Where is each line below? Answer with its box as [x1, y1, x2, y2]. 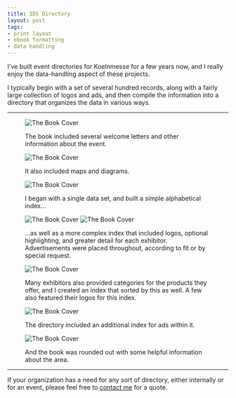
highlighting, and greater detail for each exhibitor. [25, 236, 168, 245]
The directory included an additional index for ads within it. [25, 321, 195, 329]
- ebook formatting [7, 37, 65, 44]
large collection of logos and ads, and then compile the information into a [7, 91, 219, 99]
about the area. [25, 356, 69, 364]
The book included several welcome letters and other [25, 132, 179, 141]
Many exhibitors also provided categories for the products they [25, 278, 207, 287]
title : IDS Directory [7, 10, 71, 18]
